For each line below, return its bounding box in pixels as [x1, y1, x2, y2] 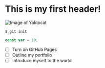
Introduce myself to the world [12, 57, 72, 63]
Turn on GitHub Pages [12, 46, 57, 52]
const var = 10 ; [5, 38, 38, 43]
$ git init [5, 29, 27, 34]
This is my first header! [5, 3, 101, 15]
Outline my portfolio [12, 52, 52, 58]
